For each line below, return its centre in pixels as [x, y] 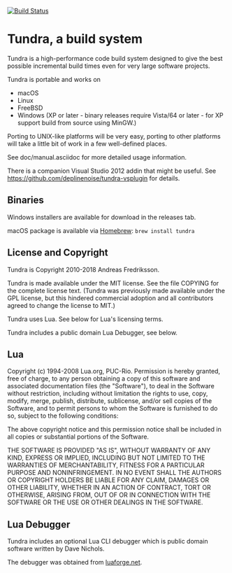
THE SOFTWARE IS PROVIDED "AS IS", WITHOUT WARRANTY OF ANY [109, 451]
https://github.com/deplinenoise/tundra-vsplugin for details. [94, 178]
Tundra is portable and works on [54, 79]
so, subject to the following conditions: [63, 416]
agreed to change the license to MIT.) [61, 305]
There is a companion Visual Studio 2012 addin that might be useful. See [112, 171]
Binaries [26, 200]
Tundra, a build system [75, 39]
